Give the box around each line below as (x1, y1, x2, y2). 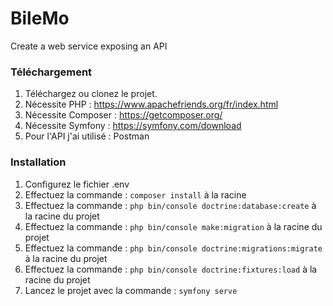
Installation (10, 155, 67, 169)
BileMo (10, 7, 70, 30)
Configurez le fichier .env (24, 178, 130, 190)
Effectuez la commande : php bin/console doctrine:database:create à (24, 199, 317, 211)
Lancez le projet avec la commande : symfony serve (24, 284, 238, 296)
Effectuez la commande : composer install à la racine (24, 188, 247, 201)
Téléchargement (10, 65, 93, 79)
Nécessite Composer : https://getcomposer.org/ (24, 109, 223, 121)
